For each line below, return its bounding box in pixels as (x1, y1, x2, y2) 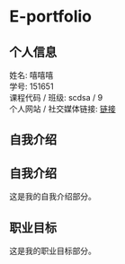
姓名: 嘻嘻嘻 (9, 70, 54, 80)
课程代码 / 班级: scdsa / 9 (9, 92, 103, 102)
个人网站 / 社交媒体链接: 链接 (9, 103, 116, 114)
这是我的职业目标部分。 (9, 245, 96, 257)
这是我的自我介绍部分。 (9, 191, 96, 202)
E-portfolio (9, 6, 93, 27)
